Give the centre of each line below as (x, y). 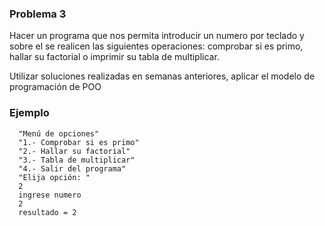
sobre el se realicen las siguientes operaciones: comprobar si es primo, (156, 46)
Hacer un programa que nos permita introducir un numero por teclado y (157, 36)
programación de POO (55, 87)
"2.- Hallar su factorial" (74, 151)
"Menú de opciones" (59, 133)
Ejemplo (29, 113)
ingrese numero (50, 195)
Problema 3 (38, 14)
